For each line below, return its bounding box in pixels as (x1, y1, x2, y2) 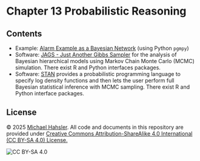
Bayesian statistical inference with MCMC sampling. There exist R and (15, 83, 190, 91)
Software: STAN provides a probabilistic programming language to (15, 70, 181, 77)
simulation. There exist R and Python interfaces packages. (15, 64, 161, 71)
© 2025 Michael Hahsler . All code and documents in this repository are (6, 123, 184, 131)
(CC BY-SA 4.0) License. (6, 136, 68, 143)
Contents (6, 29, 42, 39)
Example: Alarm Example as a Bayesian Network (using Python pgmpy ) (15, 44, 189, 52)
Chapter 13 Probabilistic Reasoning (6, 4, 187, 18)
